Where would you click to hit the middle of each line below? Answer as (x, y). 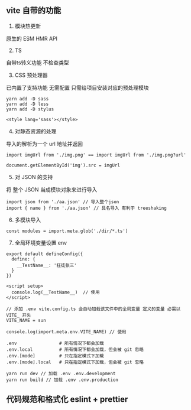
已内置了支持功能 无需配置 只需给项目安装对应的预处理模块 (77, 87)
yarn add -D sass (27, 99)
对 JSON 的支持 (34, 177)
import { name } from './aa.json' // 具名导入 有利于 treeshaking (87, 208)
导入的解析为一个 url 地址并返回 (45, 144)
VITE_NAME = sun (26, 320)
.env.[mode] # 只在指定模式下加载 (55, 356)
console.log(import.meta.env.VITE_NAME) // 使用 (66, 332)
